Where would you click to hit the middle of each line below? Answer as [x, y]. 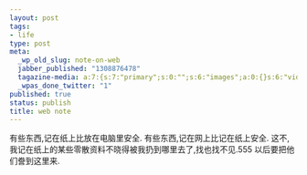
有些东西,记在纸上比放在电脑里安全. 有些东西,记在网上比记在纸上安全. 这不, [150, 139]
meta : [20, 52]
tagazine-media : [48, 77]
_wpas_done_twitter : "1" [65, 86]
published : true [40, 94]
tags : [20, 26]
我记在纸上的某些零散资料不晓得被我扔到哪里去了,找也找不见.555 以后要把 [148, 149]
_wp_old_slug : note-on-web [69, 60]
